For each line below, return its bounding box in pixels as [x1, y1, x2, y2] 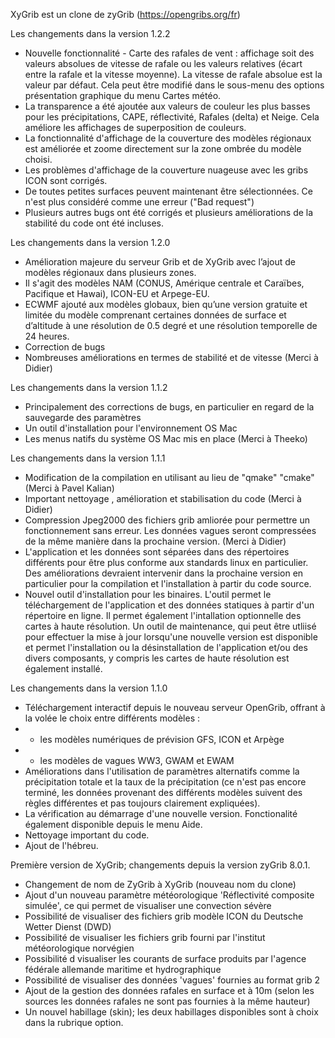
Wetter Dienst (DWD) [24, 921, 112, 933]
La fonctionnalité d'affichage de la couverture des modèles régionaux [24, 132, 312, 144]
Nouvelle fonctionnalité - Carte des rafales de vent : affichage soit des [24, 47, 315, 59]
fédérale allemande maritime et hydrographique [24, 964, 222, 975]
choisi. [24, 154, 53, 165]
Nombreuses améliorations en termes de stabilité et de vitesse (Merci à [24, 352, 319, 363]
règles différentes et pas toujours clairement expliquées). [24, 797, 261, 809]
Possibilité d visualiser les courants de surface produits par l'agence [24, 953, 307, 964]
